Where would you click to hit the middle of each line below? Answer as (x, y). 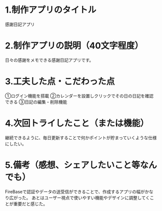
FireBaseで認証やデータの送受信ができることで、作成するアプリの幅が (75, 192)
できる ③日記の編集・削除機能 (36, 102)
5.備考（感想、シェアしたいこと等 (73, 165)
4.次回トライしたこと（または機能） (77, 123)
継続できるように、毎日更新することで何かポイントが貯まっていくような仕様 (81, 138)
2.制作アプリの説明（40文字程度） (74, 46)
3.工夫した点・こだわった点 (60, 82)
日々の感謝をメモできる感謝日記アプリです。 (49, 60)
